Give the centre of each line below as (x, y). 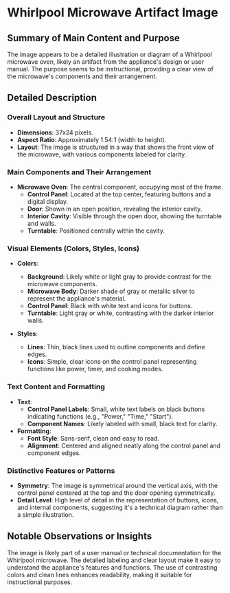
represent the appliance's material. (77, 299)
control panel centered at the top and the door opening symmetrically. (116, 493)
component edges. (54, 453)
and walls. (42, 223)
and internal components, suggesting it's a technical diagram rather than (120, 507)
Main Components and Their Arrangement (79, 172)
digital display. (48, 201)
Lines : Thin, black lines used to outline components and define (116, 347)
